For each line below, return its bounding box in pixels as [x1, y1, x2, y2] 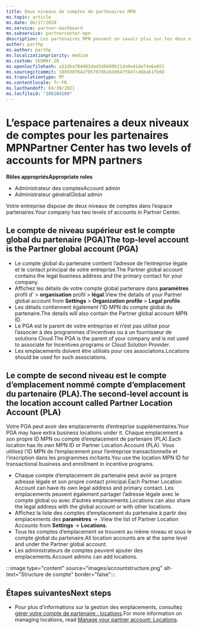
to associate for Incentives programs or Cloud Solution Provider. [14, 341, 171, 348]
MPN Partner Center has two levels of [6, 141, 192, 154]
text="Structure [6, 571, 44, 578]
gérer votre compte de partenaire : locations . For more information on [14, 610, 183, 617]
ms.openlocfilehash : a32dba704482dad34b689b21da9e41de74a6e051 [6, 63, 165, 69]
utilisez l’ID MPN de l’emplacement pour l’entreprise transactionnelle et [6, 448, 178, 455]
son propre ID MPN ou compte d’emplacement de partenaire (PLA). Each [6, 435, 181, 442]
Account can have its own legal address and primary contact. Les [14, 484, 174, 492]
